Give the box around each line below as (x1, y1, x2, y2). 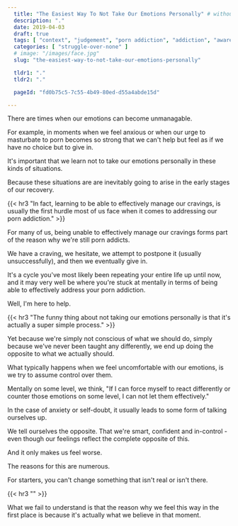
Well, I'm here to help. (7, 299, 71, 308)
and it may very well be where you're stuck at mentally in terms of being (7, 278, 218, 287)
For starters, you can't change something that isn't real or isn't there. (7, 476, 208, 484)
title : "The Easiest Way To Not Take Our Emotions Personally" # (13, 10, 211, 18)
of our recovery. (7, 186, 55, 194)
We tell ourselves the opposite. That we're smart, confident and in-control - (7, 427, 228, 436)
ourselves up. (7, 413, 47, 422)
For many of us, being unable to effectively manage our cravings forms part (7, 228, 228, 237)
